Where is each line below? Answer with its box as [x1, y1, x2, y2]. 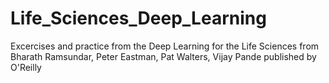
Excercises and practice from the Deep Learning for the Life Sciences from [10, 40, 320, 52]
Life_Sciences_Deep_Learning [10, 7, 267, 30]
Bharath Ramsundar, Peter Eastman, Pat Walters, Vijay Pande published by [10, 50, 317, 62]
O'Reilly [10, 61, 42, 73]
